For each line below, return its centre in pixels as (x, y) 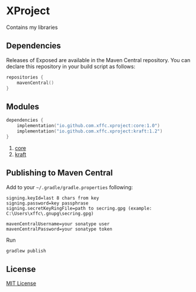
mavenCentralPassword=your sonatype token (59, 229)
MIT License (21, 283)
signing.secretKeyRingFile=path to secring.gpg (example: (79, 208)
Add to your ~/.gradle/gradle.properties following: (70, 187)
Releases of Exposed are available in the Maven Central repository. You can (98, 60)
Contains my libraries (32, 27)
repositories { (25, 77)
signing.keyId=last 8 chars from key (53, 198)
